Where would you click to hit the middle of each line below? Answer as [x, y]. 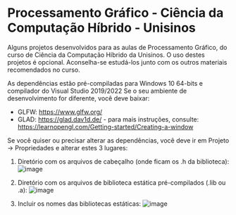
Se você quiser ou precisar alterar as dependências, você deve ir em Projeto [118, 140]
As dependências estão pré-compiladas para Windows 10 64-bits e [105, 83]
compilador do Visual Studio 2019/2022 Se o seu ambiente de [97, 91]
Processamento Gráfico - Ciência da [116, 13]
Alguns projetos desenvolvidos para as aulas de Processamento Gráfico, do [117, 47]
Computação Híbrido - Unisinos [101, 28]
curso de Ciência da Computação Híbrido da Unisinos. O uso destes [106, 55]
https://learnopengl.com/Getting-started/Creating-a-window [105, 126]
